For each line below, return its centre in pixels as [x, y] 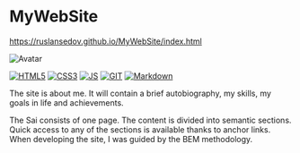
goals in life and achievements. [66, 102]
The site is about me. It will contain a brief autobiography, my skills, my [141, 93]
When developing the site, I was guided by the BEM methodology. [131, 139]
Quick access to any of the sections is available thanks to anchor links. [140, 129]
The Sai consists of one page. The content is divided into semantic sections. [150, 120]
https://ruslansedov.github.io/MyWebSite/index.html [106, 41]
